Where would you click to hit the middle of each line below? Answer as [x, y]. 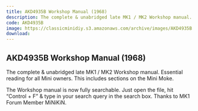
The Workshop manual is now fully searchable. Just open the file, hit [90, 90]
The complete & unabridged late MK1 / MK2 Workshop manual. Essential [95, 72]
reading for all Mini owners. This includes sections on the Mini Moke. [90, 78]
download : [18, 34]
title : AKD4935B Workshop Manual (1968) [57, 12]
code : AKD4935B [25, 23]
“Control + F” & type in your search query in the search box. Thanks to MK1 [98, 96]
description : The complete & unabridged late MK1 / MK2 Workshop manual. [99, 17]
